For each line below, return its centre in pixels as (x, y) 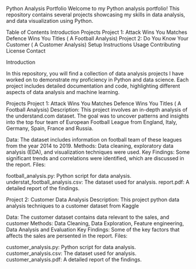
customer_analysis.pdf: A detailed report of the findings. (74, 259)
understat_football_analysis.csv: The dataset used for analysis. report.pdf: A (98, 182)
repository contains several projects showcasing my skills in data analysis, (96, 15)
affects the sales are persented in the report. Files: (67, 236)
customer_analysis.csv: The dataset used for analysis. (71, 253)
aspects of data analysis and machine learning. (63, 92)
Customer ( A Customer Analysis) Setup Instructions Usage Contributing (93, 44)
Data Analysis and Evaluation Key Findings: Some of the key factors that (93, 230)
